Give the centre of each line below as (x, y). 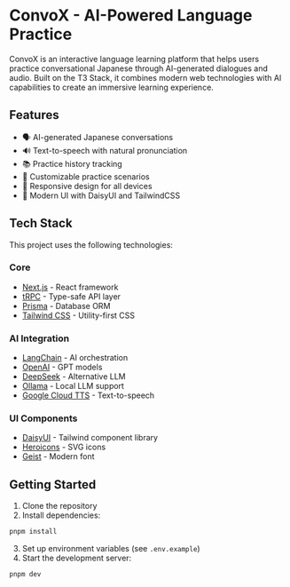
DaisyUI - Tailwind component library (90, 438)
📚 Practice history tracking (72, 163)
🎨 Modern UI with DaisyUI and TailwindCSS (101, 195)
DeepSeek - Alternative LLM (74, 377)
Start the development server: (77, 558)
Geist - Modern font (58, 456)
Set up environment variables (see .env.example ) (111, 549)
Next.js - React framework (70, 287)
